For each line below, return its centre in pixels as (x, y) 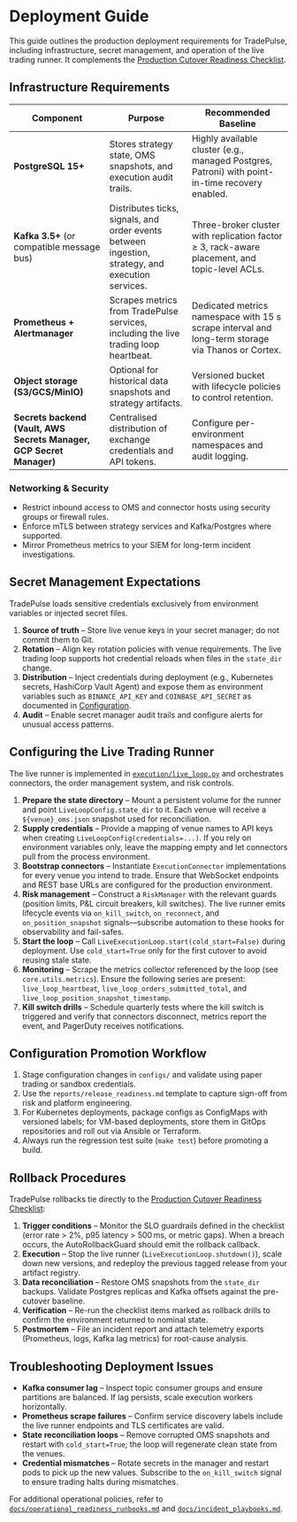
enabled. (209, 194)
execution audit (141, 177)
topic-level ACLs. (228, 269)
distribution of (138, 429)
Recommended (237, 112)
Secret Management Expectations (105, 582)
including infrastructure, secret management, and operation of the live (137, 50)
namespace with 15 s (236, 316)
